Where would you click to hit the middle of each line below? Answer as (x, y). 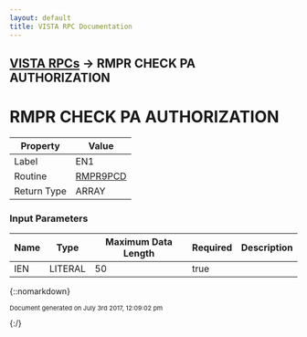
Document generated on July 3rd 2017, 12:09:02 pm (86, 308)
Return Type (40, 191)
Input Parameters (49, 218)
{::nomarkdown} (40, 291)
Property (41, 145)
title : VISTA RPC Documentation (71, 26)
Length (139, 254)
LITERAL (68, 269)
